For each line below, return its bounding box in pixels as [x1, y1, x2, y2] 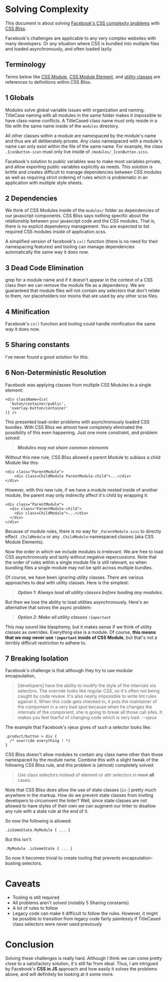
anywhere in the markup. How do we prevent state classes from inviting [5, 792, 154, 798]
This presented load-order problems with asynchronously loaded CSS [5, 419, 150, 425]
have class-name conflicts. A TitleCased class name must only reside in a [5, 117, 157, 123]
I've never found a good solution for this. [5, 354, 89, 360]
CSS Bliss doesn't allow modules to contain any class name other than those [5, 751, 163, 758]
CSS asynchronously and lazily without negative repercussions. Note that [5, 554, 157, 560]
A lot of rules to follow [12, 905, 58, 911]
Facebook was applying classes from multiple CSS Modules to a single [5, 382, 151, 388]
